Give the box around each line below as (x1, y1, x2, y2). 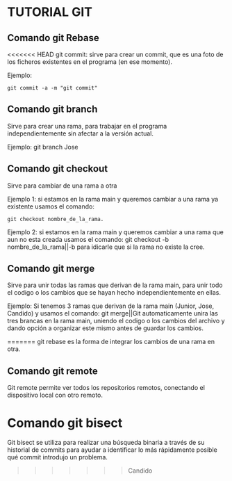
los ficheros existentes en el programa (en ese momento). (7, 58, 172, 66)
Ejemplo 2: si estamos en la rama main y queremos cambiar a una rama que (7, 227, 224, 236)
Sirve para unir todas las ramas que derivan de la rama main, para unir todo (7, 281, 223, 289)
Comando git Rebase (7, 32, 99, 44)
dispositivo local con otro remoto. (7, 391, 103, 400)
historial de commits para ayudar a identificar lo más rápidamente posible (7, 446, 217, 454)
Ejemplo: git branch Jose (7, 142, 78, 151)
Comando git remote (7, 365, 99, 377)
